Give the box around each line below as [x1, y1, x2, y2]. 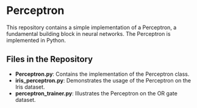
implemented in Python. [6, 36, 66, 44]
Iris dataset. [15, 83, 45, 90]
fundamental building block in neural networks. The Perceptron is [6, 30, 171, 37]
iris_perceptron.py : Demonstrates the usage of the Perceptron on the [15, 76, 192, 84]
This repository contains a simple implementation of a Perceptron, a [6, 24, 177, 31]
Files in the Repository [6, 54, 93, 64]
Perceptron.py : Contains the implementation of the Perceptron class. [15, 70, 190, 78]
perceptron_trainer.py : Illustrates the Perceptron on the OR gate [15, 89, 178, 97]
